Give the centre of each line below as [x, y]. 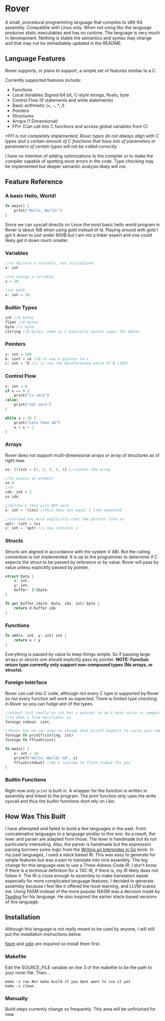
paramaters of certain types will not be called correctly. [61, 146]
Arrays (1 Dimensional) [35, 121]
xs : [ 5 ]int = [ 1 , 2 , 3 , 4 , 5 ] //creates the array [58, 469]
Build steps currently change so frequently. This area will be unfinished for [81, 1009]
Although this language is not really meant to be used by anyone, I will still [80, 929]
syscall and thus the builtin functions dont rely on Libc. [60, 801]
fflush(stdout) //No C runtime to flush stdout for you [72, 763]
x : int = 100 [18, 354]
